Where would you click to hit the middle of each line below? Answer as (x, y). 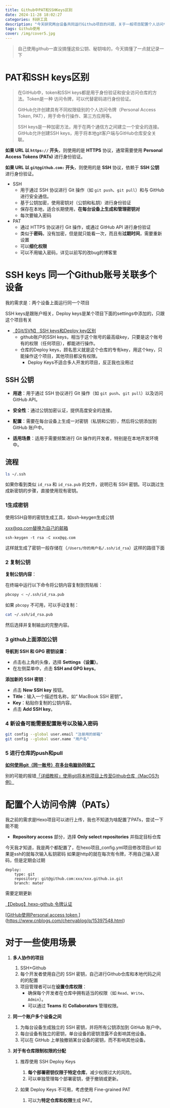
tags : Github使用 (23, 29)
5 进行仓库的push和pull (34, 753)
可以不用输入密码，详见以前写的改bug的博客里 (69, 252)
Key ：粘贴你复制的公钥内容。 (43, 703)
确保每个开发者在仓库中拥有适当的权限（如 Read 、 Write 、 (87, 993)
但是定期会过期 (30, 860)
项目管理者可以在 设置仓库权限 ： (53, 987)
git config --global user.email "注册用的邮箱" (54, 735)
